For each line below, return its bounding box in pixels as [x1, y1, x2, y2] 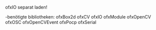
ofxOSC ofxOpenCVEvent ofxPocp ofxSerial [5, 19, 97, 25]
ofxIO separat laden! [5, 4, 48, 10]
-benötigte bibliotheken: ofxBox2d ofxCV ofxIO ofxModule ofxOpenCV [5, 14, 151, 19]
